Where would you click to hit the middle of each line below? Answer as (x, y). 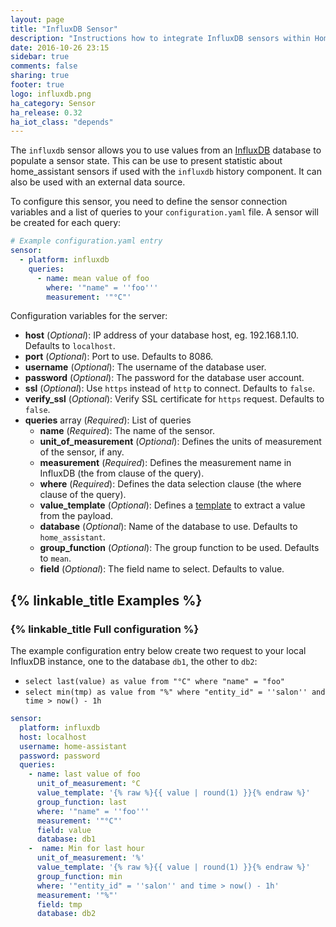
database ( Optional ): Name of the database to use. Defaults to (168, 527)
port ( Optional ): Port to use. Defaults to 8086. (119, 357)
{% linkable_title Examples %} (106, 600)
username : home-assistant (73, 746)
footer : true (37, 85)
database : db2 (66, 914)
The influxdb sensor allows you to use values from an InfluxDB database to (166, 150)
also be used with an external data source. (98, 182)
